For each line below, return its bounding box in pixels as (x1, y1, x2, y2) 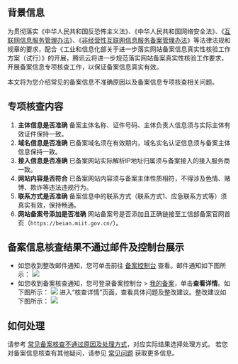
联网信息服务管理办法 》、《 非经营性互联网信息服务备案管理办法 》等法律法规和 (7, 36, 231, 44)
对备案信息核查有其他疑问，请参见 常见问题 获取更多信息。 (7, 349, 178, 358)
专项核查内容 (7, 100, 64, 112)
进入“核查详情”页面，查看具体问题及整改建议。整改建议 (59, 288, 221, 296)
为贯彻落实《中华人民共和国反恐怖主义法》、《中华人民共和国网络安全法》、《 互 (7, 27, 231, 36)
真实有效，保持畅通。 (17, 200, 80, 209)
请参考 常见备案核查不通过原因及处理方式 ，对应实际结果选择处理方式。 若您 (7, 340, 228, 348)
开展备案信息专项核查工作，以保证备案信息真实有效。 (7, 63, 163, 71)
